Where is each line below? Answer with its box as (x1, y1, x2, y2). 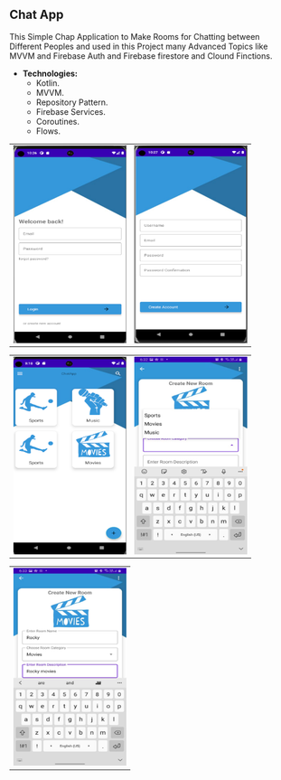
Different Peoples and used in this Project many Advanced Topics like (9, 41, 268, 52)
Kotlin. (35, 77, 61, 89)
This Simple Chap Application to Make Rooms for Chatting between (9, 31, 260, 42)
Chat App (9, 7, 64, 23)
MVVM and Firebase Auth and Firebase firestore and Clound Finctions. (9, 50, 273, 61)
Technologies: (22, 68, 79, 79)
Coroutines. (35, 116, 80, 127)
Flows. (35, 126, 61, 136)
